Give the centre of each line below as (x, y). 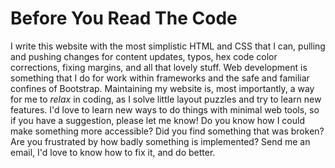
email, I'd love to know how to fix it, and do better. (113, 152)
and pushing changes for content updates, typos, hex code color (144, 56)
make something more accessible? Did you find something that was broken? (167, 131)
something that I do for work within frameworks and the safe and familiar (160, 78)
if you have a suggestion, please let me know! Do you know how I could (157, 120)
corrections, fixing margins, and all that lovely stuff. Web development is (159, 67)
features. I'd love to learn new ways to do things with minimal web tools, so (165, 109)
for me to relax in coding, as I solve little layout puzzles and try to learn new (166, 99)
